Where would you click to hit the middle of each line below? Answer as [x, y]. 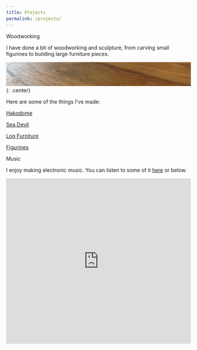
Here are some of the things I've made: [53, 101]
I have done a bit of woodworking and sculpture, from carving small [88, 48]
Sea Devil [18, 124]
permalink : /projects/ [34, 19]
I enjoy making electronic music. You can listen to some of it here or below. [96, 170]
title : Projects [26, 12]
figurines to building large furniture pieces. [58, 54]
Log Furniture [23, 136]
